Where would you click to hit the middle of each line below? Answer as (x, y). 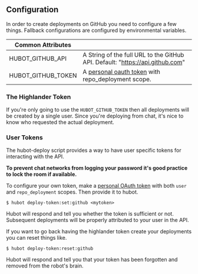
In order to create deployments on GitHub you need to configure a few (91, 24)
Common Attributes (43, 45)
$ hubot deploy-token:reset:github (50, 249)
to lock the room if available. (42, 174)
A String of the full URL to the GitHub (133, 54)
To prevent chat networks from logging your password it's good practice (97, 168)
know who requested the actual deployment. (60, 122)
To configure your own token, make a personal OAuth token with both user (96, 186)
